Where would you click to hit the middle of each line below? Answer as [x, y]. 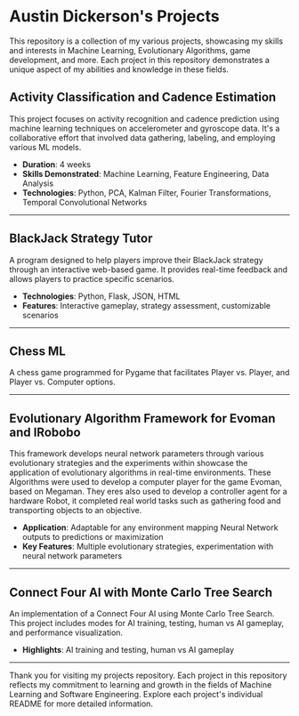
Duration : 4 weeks [57, 164]
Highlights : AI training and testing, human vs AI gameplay [128, 650]
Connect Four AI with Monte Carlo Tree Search [141, 592]
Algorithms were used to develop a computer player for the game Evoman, [146, 482]
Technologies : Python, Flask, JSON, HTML [101, 296]
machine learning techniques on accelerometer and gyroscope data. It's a [145, 128]
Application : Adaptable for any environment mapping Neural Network [150, 527]
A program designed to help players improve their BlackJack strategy [137, 260]
